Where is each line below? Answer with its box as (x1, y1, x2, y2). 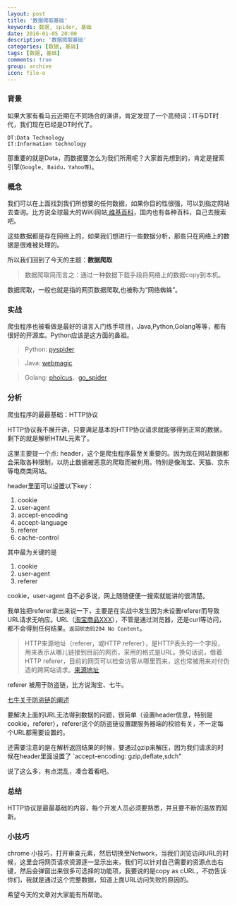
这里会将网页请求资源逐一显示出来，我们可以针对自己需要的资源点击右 (19, 858, 224, 866)
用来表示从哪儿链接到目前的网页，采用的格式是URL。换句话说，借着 (24, 648, 223, 656)
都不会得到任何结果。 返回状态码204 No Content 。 (7, 624, 146, 632)
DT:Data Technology (7, 134, 65, 141)
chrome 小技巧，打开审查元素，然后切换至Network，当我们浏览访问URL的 (7, 849, 223, 858)
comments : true (7, 56, 52, 63)
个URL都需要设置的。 (7, 728, 69, 736)
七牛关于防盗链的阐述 (7, 696, 69, 704)
